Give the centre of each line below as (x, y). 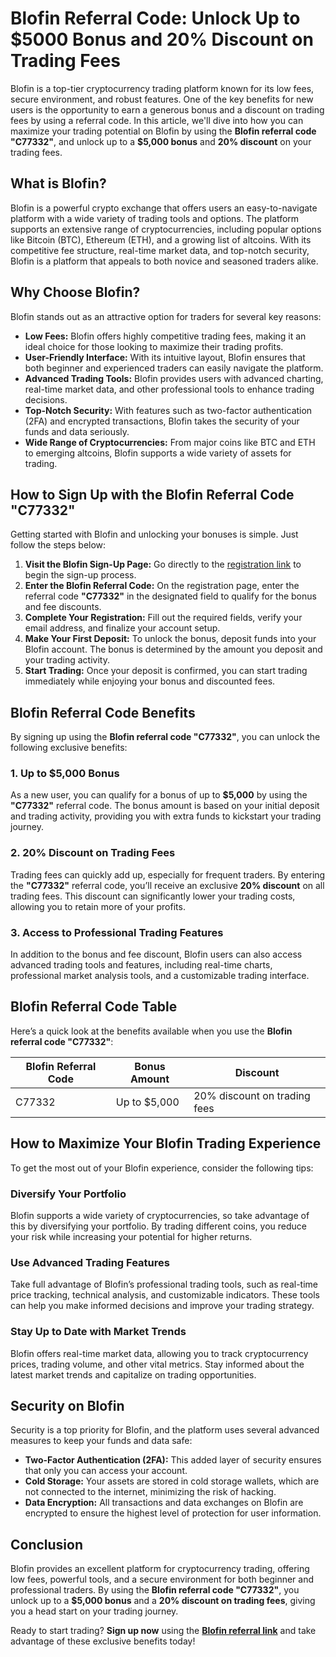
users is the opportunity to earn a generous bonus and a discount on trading (167, 109)
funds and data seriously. (77, 431)
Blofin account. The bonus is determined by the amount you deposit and (173, 649)
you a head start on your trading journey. (94, 1611)
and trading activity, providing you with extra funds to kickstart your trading (166, 816)
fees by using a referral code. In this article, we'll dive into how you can (157, 120)
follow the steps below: (58, 545)
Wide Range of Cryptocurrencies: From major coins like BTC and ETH (170, 442)
